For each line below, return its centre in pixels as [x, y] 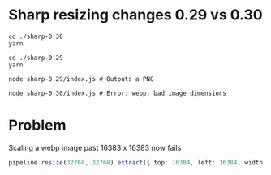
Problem [37, 125]
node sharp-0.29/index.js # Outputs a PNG [81, 79]
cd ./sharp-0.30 [36, 36]
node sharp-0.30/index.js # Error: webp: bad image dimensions [118, 93]
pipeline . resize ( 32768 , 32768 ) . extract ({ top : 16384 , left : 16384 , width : [138, 162]
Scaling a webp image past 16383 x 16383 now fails [95, 147]
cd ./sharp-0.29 [36, 58]
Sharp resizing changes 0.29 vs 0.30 [135, 15]
